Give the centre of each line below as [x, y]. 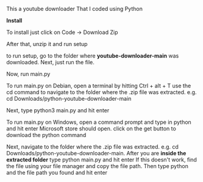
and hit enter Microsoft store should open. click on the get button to [91, 129]
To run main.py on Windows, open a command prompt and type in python [99, 122]
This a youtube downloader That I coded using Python [75, 9]
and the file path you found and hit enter [57, 173]
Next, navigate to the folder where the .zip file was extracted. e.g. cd [92, 147]
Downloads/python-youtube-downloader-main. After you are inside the [96, 153]
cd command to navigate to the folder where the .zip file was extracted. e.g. [101, 92]
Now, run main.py [28, 74]
